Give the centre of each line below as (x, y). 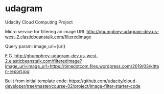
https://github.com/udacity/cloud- (103, 81)
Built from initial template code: (36, 81)
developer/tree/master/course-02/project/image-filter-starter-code (73, 86)
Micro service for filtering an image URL (45, 31)
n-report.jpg (17, 71)
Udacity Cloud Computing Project (39, 22)
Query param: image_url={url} (35, 46)
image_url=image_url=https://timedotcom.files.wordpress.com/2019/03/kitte (82, 66)
